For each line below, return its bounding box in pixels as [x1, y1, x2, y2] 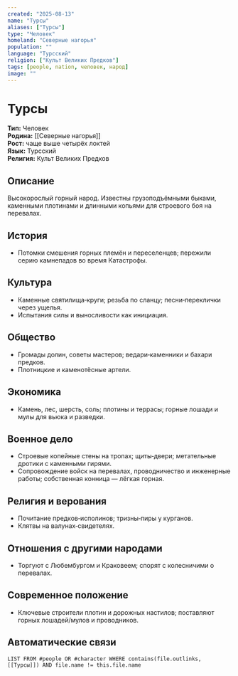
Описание [7, 175, 55, 187]
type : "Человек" [7, 30, 55, 38]
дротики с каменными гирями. [17, 460, 112, 468]
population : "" [7, 43, 53, 51]
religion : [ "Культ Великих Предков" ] [7, 57, 119, 64]
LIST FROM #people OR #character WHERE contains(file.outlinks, [7, 655, 202, 662]
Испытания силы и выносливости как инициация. [17, 310, 168, 319]
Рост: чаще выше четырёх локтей [7, 139, 110, 148]
